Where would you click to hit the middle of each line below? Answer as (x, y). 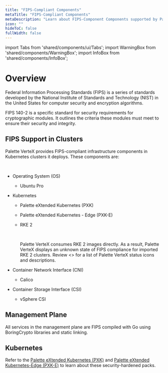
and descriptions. (38, 260)
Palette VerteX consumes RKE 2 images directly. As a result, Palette (89, 244)
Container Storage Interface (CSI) (47, 289)
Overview (26, 79)
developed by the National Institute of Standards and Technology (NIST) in (82, 97)
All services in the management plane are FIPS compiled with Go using (78, 327)
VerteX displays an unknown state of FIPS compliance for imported (89, 250)
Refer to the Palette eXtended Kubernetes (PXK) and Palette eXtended (77, 360)
